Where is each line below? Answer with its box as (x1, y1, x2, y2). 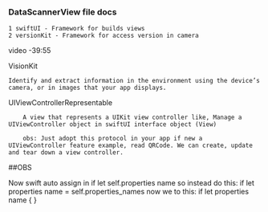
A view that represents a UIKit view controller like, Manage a (22, 113, 242, 122)
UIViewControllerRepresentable (8, 98, 113, 108)
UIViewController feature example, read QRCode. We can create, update (8, 141, 253, 150)
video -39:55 (8, 46, 51, 55)
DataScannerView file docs (8, 6, 117, 18)
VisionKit (8, 61, 39, 71)
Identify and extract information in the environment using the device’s (8, 77, 261, 85)
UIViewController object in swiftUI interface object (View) (8, 120, 217, 128)
